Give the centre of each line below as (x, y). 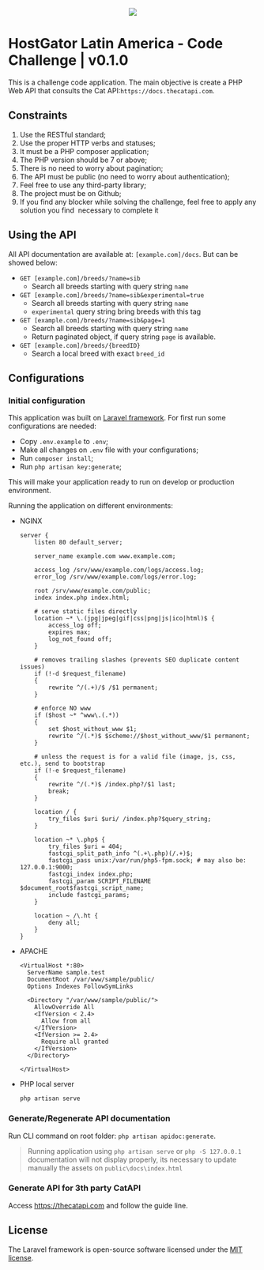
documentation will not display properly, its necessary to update (132, 1159)
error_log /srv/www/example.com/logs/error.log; (116, 577)
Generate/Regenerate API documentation (90, 1118)
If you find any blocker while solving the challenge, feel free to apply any (138, 202)
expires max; (70, 632)
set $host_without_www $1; (93, 729)
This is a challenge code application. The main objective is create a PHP (125, 82)
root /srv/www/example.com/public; (93, 591)
